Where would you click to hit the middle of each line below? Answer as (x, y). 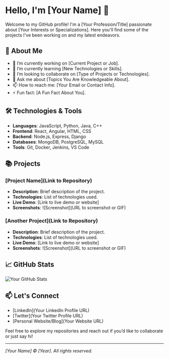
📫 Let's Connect (32, 296)
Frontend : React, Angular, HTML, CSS (52, 131)
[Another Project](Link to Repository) (52, 221)
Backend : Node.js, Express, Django (49, 137)
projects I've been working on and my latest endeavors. (63, 35)
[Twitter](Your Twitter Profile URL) (48, 316)
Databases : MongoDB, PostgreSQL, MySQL (58, 142)
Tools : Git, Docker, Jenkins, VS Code (51, 147)
